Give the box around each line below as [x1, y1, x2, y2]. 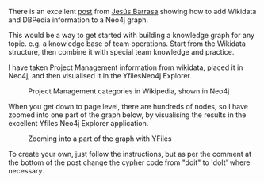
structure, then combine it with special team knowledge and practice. [8, 48, 235, 56]
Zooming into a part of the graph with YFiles [28, 134, 172, 143]
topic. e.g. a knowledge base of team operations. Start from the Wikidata [8, 39, 246, 48]
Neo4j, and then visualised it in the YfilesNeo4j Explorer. [8, 71, 193, 80]
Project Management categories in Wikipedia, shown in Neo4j [28, 86, 230, 96]
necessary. [8, 166, 45, 175]
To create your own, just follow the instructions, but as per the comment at [8, 150, 252, 158]
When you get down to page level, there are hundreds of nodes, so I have [8, 102, 248, 111]
